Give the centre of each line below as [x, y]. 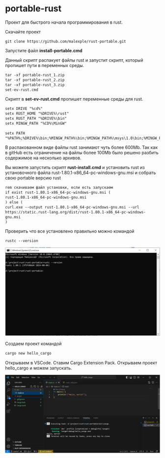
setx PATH [15, 133]
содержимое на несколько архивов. [43, 158]
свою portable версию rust [33, 177]
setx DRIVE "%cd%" [24, 108]
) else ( [14, 202]
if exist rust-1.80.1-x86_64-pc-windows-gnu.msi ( [58, 192]
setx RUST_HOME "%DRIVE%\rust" [37, 113]
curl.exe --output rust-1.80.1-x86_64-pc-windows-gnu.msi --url [72, 207]
